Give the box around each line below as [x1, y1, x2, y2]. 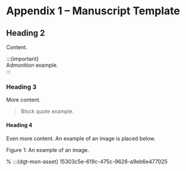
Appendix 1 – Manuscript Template [6, 4, 180, 18]
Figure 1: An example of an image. [6, 146, 89, 153]
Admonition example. [6, 61, 58, 69]
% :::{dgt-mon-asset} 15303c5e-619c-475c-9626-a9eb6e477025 [6, 158, 168, 165]
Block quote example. [20, 108, 74, 115]
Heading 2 [6, 28, 46, 38]
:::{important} [6, 55, 39, 62]
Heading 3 [6, 82, 37, 91]
